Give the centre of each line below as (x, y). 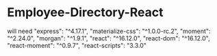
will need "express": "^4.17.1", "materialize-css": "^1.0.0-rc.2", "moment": (109, 31)
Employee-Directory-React (85, 12)
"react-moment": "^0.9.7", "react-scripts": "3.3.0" (77, 45)
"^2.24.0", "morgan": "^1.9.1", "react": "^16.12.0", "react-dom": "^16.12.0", (108, 38)
